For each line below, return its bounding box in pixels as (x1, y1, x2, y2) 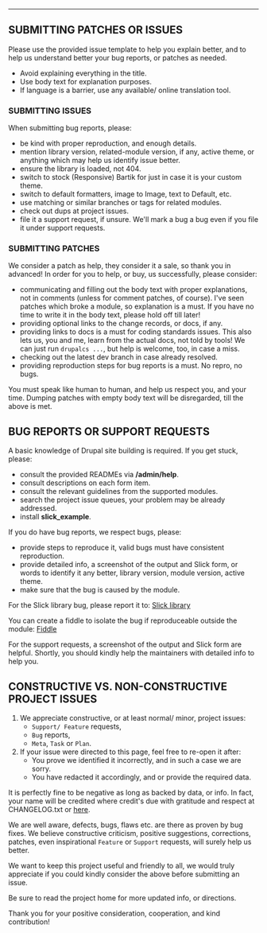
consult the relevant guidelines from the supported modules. (19, 487, 219, 496)
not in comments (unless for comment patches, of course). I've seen (19, 294, 245, 303)
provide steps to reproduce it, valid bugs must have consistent (19, 542, 225, 553)
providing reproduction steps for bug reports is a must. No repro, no (19, 361, 242, 371)
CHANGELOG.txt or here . (8, 805, 91, 814)
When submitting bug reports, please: (8, 123, 133, 133)
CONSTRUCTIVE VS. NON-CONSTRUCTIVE (8, 679, 228, 693)
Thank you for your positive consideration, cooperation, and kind (8, 908, 221, 919)
